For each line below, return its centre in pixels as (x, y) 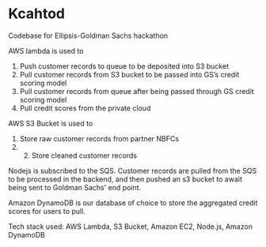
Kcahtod (37, 14)
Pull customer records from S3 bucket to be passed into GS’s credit (129, 74)
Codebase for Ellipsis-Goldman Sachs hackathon (88, 36)
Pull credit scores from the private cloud (85, 108)
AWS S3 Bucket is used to (51, 123)
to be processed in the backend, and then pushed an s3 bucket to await (125, 179)
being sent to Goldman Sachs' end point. (75, 187)
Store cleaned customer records (84, 155)
